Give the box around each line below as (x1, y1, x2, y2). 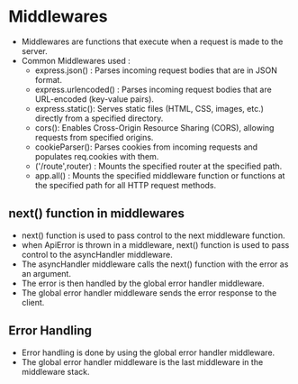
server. (21, 45, 49, 56)
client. (21, 297, 45, 307)
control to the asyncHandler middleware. (21, 249, 173, 260)
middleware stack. (21, 366, 90, 377)
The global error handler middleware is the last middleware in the (21, 356, 264, 367)
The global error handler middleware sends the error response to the (21, 287, 277, 298)
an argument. (21, 268, 71, 279)
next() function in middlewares (8, 206, 185, 222)
